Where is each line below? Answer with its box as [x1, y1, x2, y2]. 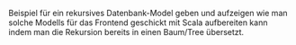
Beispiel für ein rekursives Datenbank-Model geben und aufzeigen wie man [8, 8, 289, 18]
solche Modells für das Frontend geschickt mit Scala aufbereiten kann [8, 17, 268, 28]
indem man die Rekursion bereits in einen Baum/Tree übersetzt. [8, 27, 245, 37]
